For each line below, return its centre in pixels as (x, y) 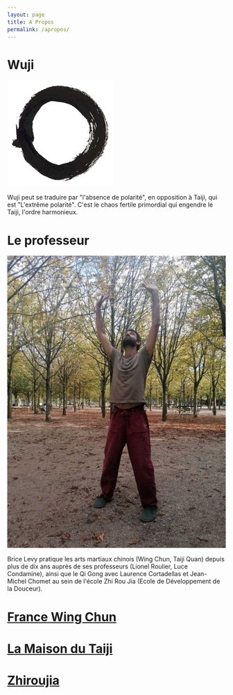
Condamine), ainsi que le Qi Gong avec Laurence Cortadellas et (98, 574)
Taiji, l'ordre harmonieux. (43, 212)
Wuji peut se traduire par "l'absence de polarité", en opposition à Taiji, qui (112, 198)
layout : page (26, 15)
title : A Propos (31, 22)
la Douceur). (25, 589)
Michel (17, 582)
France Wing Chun (62, 617)
